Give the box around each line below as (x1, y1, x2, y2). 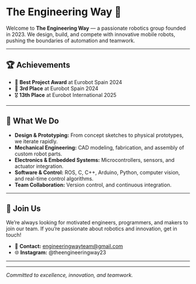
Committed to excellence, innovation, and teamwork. (6, 272, 133, 279)
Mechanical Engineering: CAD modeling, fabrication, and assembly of (14, 144, 184, 151)
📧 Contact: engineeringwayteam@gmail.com (14, 243, 124, 250)
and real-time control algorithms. (14, 175, 94, 182)
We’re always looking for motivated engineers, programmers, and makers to (6, 219, 188, 226)
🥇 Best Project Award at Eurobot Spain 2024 (14, 78, 123, 85)
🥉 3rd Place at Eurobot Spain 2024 (14, 85, 99, 92)
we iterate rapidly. (14, 137, 58, 145)
